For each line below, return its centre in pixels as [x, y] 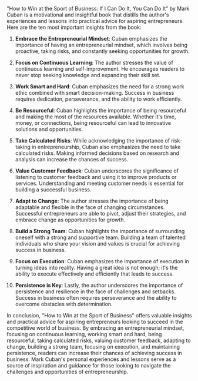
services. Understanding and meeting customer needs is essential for [99, 183]
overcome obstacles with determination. [64, 304]
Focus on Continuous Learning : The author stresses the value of [94, 62]
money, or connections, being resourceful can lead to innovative [93, 123]
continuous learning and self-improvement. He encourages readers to [100, 69]
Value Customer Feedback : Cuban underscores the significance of [97, 171]
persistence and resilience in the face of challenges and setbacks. [95, 291]
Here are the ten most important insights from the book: [74, 27]
